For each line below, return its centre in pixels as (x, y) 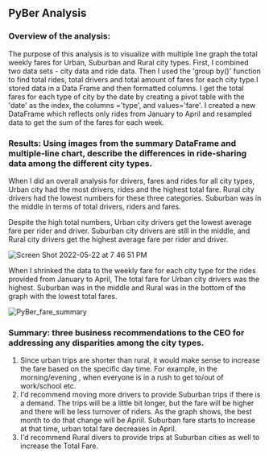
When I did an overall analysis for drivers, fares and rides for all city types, (132, 181)
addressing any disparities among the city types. (106, 343)
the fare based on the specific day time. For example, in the (118, 369)
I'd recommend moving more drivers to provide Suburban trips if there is (140, 395)
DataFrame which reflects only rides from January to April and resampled (130, 114)
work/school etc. (48, 386)
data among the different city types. (81, 163)
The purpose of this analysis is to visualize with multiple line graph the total (133, 54)
